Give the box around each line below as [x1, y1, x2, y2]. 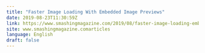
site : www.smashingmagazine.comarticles [6, 26, 111, 32]
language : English [6, 32, 53, 38]
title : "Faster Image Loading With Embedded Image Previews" [6, 9, 165, 15]
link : [6, 20, 20, 26]
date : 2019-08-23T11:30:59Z [6, 15, 78, 21]
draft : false [6, 37, 40, 43]
